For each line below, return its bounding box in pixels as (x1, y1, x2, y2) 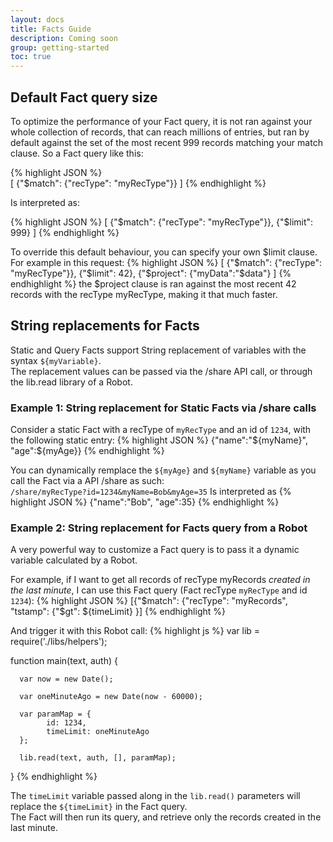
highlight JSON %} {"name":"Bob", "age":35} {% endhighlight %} (10, 496, 280, 508)
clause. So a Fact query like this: (10, 147, 144, 159)
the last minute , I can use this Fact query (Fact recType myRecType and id (10, 584, 308, 596)
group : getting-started (10, 42, 110, 53)
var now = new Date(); (19, 674, 114, 685)
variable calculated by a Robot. (10, 554, 138, 566)
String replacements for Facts (10, 317, 200, 335)
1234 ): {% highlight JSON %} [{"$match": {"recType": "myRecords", (10, 595, 288, 607)
